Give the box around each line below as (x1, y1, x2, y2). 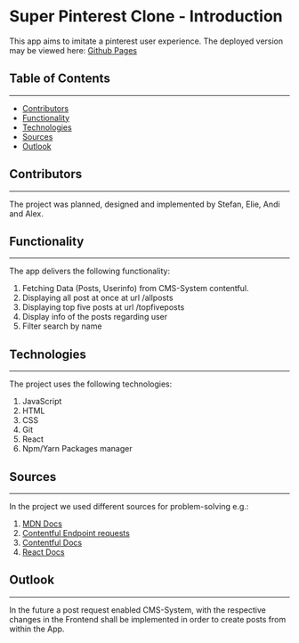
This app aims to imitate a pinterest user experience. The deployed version (9, 36, 284, 46)
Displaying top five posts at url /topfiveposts (21, 302, 185, 313)
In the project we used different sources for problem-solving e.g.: (9, 501, 249, 511)
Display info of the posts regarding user (21, 312, 168, 322)
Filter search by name (21, 321, 102, 331)
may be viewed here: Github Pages (9, 45, 138, 55)
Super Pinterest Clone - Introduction (9, 6, 283, 27)
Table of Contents (9, 71, 111, 86)
